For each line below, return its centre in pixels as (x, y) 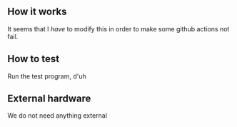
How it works (37, 12)
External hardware (49, 99)
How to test (33, 59)
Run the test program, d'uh (47, 76)
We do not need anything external (57, 116)
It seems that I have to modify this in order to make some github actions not (118, 29)
